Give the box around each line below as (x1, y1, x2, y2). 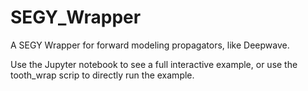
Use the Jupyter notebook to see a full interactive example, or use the (10, 58, 298, 70)
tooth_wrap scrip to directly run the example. (10, 69, 195, 81)
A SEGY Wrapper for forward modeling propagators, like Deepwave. (10, 39, 290, 51)
